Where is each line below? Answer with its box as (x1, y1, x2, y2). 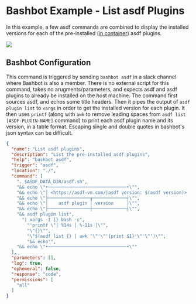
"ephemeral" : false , (11, 265, 61, 272)
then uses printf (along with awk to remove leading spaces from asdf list (6, 110, 186, 118)
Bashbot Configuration (6, 57, 91, 68)
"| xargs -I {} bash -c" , (21, 217, 85, 223)
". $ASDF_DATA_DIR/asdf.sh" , (16, 179, 88, 185)
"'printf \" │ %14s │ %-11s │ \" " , (27, 222, 109, 228)
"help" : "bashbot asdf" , (11, 157, 72, 163)
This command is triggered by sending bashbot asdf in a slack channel (6, 73, 177, 80)
